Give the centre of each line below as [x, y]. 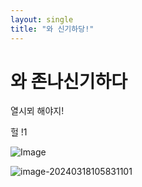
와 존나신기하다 [69, 81]
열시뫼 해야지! [37, 111]
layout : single [42, 19]
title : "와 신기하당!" [52, 29]
